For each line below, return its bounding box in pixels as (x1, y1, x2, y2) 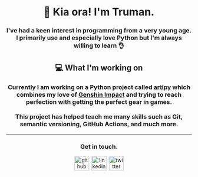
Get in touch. (80, 142, 118, 150)
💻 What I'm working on (55, 63, 143, 73)
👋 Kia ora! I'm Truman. (43, 5, 155, 19)
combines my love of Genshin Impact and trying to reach (16, 91, 182, 99)
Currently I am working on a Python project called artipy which (8, 83, 190, 91)
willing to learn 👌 (73, 41, 125, 50)
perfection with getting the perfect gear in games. (25, 98, 173, 106)
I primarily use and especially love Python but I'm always (16, 34, 182, 42)
